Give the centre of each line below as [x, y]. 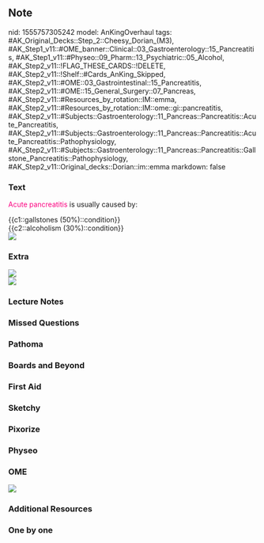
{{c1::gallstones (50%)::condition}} [64, 220]
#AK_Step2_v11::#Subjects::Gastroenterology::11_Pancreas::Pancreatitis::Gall [132, 150]
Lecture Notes [36, 302]
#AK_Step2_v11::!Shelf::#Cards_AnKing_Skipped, [87, 74]
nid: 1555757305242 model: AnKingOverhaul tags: [90, 32]
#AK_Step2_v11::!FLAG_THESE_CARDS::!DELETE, [87, 66]
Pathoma [26, 344]
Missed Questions [44, 323]
